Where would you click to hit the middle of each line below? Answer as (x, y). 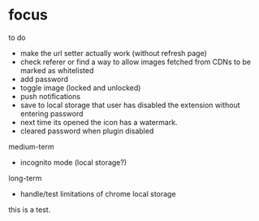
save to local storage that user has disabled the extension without (130, 105)
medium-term (31, 146)
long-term (25, 178)
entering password (52, 113)
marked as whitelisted (57, 70)
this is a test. (30, 210)
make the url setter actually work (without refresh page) (113, 53)
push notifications (50, 96)
